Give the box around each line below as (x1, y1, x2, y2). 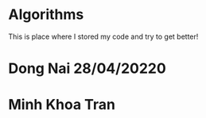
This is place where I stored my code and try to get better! (8, 32, 199, 41)
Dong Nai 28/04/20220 (8, 59, 167, 78)
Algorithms (8, 6, 84, 24)
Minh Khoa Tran (8, 96, 115, 114)
